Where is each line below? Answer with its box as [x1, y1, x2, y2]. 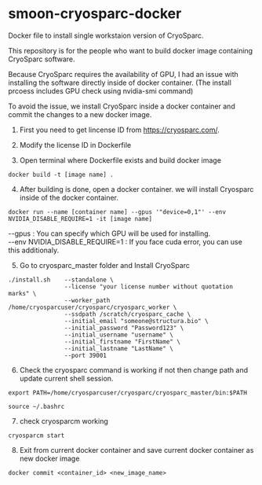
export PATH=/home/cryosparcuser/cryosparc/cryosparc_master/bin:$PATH [8, 388, 247, 397]
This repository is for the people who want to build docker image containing [8, 46, 253, 55]
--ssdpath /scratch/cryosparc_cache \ [64, 310, 191, 318]
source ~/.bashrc [8, 402, 65, 410]
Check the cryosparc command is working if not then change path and [19, 365, 249, 374]
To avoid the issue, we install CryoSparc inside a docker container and [8, 101, 235, 111]
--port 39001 [64, 351, 107, 359]
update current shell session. [19, 373, 114, 383]
